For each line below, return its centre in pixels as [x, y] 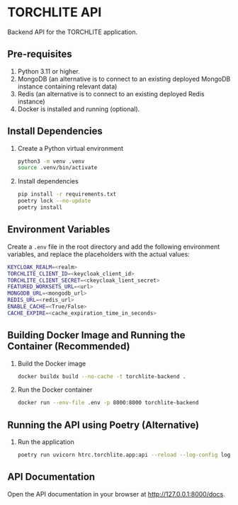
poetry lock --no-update [54, 201]
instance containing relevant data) [67, 86]
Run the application [46, 442]
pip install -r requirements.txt [67, 194]
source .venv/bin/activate [57, 168]
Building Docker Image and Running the [96, 335]
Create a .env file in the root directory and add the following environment [114, 246]
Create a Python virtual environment [70, 148]
